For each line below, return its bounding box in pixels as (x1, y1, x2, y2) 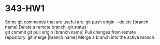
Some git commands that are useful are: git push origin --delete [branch (5, 19, 149, 25)
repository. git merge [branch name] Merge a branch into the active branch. (5, 34, 156, 40)
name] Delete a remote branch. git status (5, 24, 87, 30)
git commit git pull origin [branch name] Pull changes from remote (5, 29, 136, 35)
